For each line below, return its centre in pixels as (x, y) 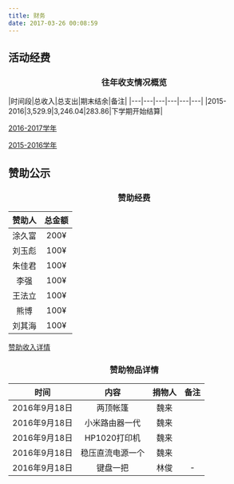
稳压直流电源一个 (113, 453)
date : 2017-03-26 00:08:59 (53, 23)
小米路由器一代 (113, 423)
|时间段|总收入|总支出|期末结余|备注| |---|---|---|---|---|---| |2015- (117, 102)
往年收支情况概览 (134, 82)
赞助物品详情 (134, 370)
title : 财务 (27, 16)
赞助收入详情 (29, 347)
